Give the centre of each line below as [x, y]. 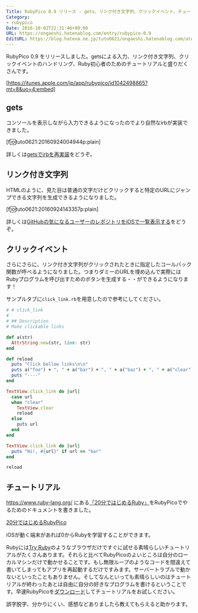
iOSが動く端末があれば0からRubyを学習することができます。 [80, 535]
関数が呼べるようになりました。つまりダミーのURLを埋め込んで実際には [94, 272]
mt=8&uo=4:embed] [31, 89]
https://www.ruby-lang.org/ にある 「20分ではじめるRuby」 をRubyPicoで [94, 503]
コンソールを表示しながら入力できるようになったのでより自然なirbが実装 [94, 122]
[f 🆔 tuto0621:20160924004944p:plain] [54, 141]
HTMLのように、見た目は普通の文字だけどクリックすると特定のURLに [91, 190]
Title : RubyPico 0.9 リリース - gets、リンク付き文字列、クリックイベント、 [92, 11]
